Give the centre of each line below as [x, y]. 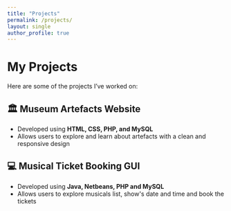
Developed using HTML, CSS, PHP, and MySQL [85, 129]
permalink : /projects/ [40, 20]
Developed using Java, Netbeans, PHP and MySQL [91, 186]
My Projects [43, 67]
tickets [27, 201]
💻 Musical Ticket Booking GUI [74, 166]
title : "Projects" [34, 13]
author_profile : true [38, 33]
